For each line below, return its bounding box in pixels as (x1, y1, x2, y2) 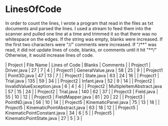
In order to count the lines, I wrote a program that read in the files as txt (5, 20, 154, 26)
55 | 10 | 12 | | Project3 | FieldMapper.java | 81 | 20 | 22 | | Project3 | (5, 94, 145, 100)
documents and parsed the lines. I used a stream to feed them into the (5, 25, 151, 31)
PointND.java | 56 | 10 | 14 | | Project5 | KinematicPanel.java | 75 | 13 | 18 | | (5, 99, 160, 105)
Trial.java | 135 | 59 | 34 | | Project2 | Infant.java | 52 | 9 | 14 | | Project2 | (5, 78, 155, 84)
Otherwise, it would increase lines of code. (5, 52, 94, 58)
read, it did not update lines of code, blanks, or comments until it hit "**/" (5, 47, 157, 53)
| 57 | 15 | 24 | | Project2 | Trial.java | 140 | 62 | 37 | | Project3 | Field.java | (5, 88, 158, 94)
